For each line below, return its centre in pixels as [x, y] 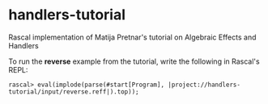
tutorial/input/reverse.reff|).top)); [74, 92]
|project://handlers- [204, 85]
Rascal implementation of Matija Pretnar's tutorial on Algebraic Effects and [132, 37]
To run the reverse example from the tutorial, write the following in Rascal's [134, 61]
